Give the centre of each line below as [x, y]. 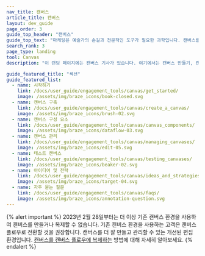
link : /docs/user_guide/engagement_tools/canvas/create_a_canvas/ [103, 108]
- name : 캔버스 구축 [35, 102]
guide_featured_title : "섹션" [43, 74]
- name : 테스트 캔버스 [37, 153]
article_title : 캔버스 [33, 18]
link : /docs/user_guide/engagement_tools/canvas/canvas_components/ [106, 125]
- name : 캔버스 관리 [35, 137]
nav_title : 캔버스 [28, 12]
